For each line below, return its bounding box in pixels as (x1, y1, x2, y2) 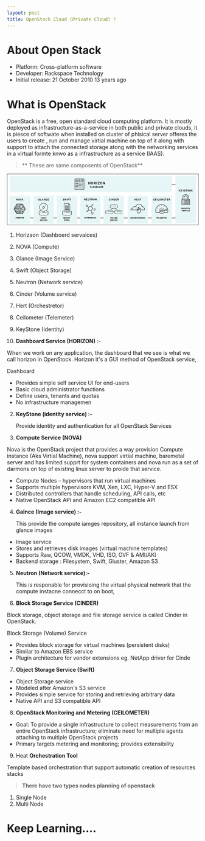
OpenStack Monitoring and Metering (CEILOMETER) (15, 709, 150, 716)
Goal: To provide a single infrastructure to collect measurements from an (15, 721, 198, 728)
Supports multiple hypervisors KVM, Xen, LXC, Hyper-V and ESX (15, 483, 178, 490)
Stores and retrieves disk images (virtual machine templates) (15, 545, 168, 552)
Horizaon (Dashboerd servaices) (15, 231, 98, 239)
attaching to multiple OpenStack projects (15, 733, 119, 741)
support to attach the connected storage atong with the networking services (7, 144, 198, 151)
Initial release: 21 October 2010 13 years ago (15, 76, 127, 83)
